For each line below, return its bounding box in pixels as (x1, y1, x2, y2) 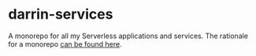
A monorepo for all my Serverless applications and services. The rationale (8, 31, 248, 40)
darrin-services (8, 5, 113, 23)
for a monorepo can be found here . (8, 39, 122, 48)
